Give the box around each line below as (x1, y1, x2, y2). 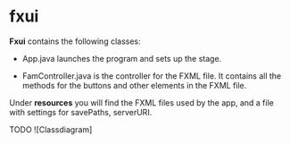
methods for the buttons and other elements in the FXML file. (21, 80, 247, 90)
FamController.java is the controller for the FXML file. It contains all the (21, 70, 282, 81)
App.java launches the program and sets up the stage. (21, 53, 222, 64)
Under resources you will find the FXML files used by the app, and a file (9, 97, 274, 108)
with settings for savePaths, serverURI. (9, 106, 153, 117)
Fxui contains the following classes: (9, 36, 141, 47)
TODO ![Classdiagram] (9, 123, 93, 135)
